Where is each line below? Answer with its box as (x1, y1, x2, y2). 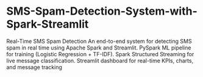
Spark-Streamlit (6, 17, 89, 31)
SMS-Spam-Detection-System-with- (6, 4, 198, 18)
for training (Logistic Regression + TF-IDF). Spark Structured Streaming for (6, 50, 194, 57)
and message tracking (6, 63, 63, 71)
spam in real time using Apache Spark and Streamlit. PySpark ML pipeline (6, 44, 191, 51)
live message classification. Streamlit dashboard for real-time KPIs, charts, (6, 57, 194, 64)
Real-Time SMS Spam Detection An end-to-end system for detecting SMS (6, 37, 192, 45)
